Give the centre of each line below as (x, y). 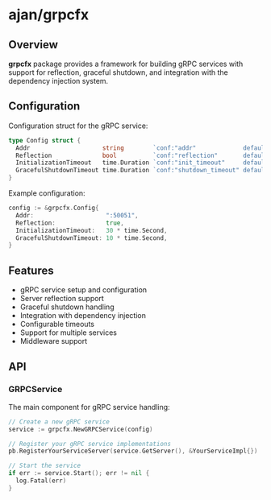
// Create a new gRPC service (59, 421)
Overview (33, 45)
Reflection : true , (70, 223)
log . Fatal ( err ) (41, 481)
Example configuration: (47, 193)
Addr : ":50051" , (77, 215)
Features (31, 270)
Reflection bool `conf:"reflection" (117, 155)
